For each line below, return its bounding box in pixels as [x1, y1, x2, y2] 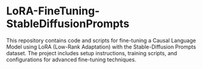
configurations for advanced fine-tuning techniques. [6, 56, 137, 63]
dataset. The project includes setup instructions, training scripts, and [6, 49, 177, 56]
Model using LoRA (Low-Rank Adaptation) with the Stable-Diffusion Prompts [6, 43, 197, 50]
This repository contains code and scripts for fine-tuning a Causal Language [6, 37, 196, 44]
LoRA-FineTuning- [6, 4, 100, 18]
